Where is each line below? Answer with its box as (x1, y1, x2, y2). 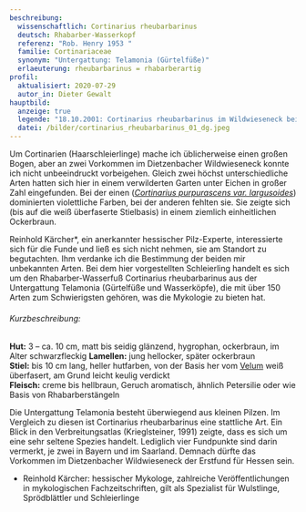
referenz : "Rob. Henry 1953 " (17, 38, 132, 48)
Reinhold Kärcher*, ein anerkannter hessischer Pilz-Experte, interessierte (9, 234, 284, 244)
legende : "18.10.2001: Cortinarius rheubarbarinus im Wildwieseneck (17, 115, 283, 124)
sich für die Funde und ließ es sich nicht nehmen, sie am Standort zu (9, 243, 267, 254)
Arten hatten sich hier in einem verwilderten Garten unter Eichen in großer (9, 178, 287, 188)
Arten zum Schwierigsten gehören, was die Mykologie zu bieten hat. (9, 292, 266, 302)
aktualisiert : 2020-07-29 (17, 81, 117, 90)
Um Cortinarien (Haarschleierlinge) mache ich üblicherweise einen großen (9, 148, 289, 159)
